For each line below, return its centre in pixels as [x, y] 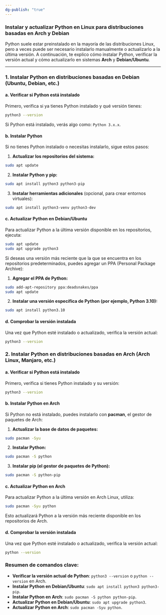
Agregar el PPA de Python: [40, 278]
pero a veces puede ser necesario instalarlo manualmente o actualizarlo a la [83, 49]
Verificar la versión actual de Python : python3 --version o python [80, 575]
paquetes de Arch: [24, 419]
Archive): [14, 268]
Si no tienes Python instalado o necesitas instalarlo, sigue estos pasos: [77, 147]
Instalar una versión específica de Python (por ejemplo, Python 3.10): [85, 301]
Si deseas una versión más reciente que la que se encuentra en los [73, 258]
